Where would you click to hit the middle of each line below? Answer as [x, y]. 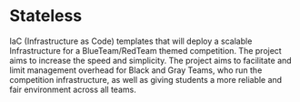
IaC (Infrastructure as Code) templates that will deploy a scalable [131, 41]
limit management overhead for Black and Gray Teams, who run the [136, 70]
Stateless [46, 16]
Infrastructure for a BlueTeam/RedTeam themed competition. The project [145, 50]
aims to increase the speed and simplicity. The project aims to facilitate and [151, 60]
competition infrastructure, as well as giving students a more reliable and [146, 79]
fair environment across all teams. [73, 89]
